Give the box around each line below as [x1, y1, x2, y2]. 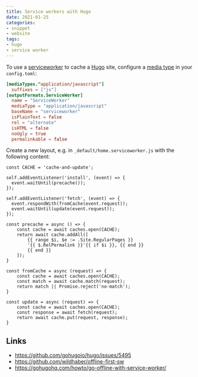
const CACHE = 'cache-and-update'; [6, 165, 94, 170]
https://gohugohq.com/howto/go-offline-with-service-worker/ [14, 365, 167, 372]
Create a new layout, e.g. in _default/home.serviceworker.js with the [6, 147, 174, 154]
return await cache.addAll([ [17, 232, 89, 238]
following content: [6, 153, 50, 160]
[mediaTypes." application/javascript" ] [6, 81, 105, 87]
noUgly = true [11, 131, 46, 137]
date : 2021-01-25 [6, 14, 49, 20]
